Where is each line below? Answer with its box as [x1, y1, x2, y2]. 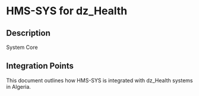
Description [6, 28, 50, 38]
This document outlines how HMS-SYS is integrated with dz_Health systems [6, 76, 193, 84]
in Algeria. [6, 83, 31, 90]
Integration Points [6, 61, 74, 71]
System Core [6, 44, 38, 51]
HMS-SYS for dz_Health [6, 4, 128, 18]
